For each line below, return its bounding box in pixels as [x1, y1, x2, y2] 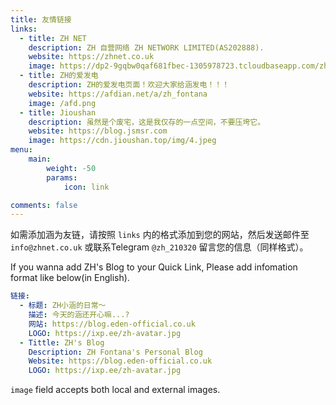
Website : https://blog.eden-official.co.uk [28, 356, 213, 366]
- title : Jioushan [19, 107, 97, 118]
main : [28, 154, 52, 164]
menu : [10, 145, 33, 155]
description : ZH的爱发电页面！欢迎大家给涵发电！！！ [28, 80, 230, 90]
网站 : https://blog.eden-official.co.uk [28, 319, 196, 329]
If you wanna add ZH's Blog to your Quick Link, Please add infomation [10, 261, 298, 273]
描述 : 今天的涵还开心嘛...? [28, 310, 130, 320]
